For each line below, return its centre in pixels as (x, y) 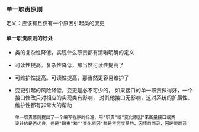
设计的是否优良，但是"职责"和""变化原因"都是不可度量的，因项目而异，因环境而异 (101, 123)
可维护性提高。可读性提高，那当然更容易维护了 (72, 78)
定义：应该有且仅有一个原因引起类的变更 (55, 23)
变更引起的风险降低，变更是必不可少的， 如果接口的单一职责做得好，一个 (104, 90)
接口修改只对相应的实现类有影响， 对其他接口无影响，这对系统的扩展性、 (104, 97)
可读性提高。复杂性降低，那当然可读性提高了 (69, 65)
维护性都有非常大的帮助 (43, 105)
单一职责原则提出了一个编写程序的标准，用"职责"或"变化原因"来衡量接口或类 (95, 117)
